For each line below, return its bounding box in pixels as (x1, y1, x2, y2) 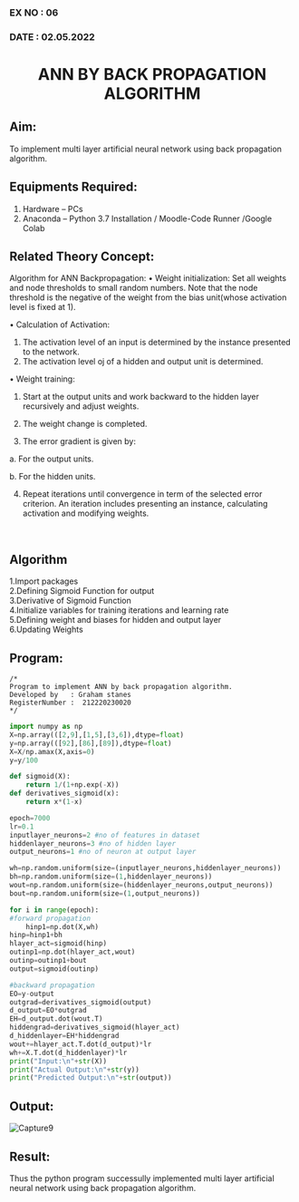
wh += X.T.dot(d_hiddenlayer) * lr (9, 1048, 128, 1057)
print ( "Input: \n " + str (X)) (9, 1056, 107, 1066)
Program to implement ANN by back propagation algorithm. (9, 683, 233, 692)
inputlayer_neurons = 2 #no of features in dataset (9, 830, 201, 839)
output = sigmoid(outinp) (9, 964, 100, 974)
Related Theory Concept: (9, 249, 155, 265)
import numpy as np (9, 722, 83, 732)
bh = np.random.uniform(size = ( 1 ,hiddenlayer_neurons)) (9, 872, 213, 881)
